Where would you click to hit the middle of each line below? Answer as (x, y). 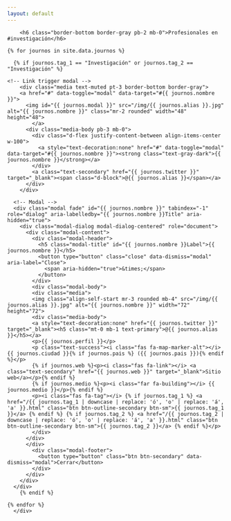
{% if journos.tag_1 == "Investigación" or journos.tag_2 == (103, 63)
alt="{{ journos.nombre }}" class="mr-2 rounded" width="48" (97, 111)
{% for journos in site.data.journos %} (66, 51)
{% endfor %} (26, 505)
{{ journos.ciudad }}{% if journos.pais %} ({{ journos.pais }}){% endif (116, 354)
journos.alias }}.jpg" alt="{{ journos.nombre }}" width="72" (99, 305)
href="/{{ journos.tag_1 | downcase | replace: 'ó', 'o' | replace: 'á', (116, 402)
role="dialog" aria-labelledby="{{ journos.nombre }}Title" (96, 214)
